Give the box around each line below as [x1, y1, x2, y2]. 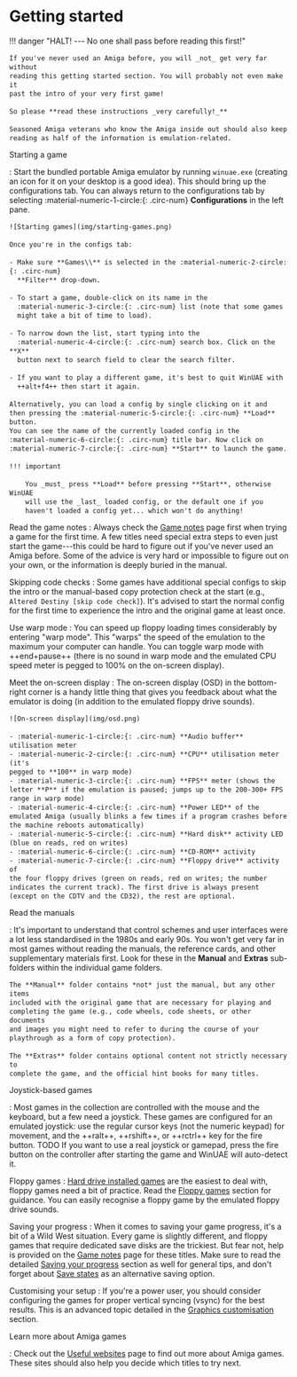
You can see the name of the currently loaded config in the [9, 426, 240, 436]
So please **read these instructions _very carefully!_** [9, 106, 228, 116]
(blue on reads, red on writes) [9, 838, 129, 847]
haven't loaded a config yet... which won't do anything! [25, 506, 244, 515]
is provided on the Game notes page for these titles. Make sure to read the [9, 1249, 281, 1260]
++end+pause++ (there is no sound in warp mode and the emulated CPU [9, 650, 277, 661]
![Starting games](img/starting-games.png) [9, 222, 173, 232]
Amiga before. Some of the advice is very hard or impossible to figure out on [9, 550, 289, 561]
